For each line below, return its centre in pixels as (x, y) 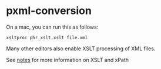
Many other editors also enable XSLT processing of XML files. (81, 49)
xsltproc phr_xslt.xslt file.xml (47, 37)
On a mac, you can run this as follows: (52, 27)
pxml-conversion (49, 11)
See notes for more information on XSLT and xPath (68, 60)
